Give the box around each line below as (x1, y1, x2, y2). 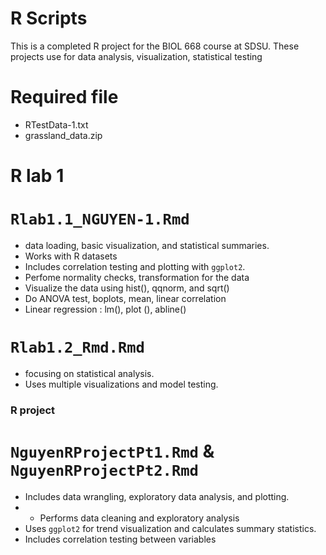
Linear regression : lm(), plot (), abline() (24, 303, 187, 315)
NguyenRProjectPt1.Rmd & (10, 440, 215, 463)
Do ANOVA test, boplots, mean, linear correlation (24, 293, 227, 304)
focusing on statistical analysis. (24, 367, 155, 379)
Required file (10, 86, 119, 109)
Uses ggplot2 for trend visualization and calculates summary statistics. (24, 522, 317, 534)
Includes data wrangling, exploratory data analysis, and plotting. (24, 490, 290, 502)
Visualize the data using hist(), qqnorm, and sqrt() (24, 282, 230, 294)
